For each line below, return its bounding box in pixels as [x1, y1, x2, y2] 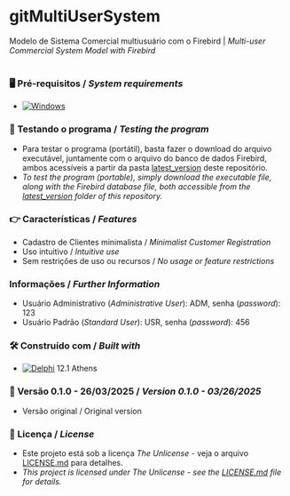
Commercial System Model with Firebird [9, 44, 156, 55]
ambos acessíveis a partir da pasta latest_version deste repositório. [21, 162, 268, 172]
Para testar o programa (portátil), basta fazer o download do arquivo [21, 143, 272, 154]
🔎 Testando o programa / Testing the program [9, 123, 209, 135]
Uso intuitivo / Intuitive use [21, 246, 120, 257]
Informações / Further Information [9, 277, 161, 290]
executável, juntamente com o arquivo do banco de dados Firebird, [21, 153, 268, 164]
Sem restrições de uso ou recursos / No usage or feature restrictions [21, 255, 275, 266]
